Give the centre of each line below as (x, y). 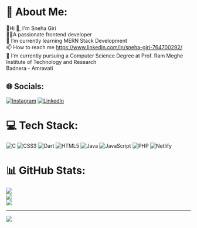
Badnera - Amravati (30, 68)
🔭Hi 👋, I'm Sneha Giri (31, 28)
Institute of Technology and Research (51, 62)
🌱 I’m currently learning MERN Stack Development (67, 40)
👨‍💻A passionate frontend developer (49, 34)
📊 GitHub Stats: (46, 170)
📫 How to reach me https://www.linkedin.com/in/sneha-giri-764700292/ (94, 47)
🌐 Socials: (25, 86)
